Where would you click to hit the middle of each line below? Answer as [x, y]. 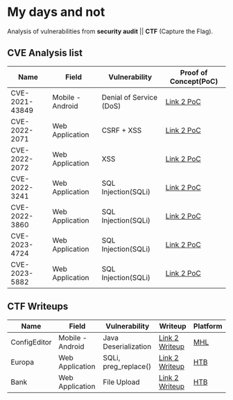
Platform [208, 326]
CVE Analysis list [45, 53]
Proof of [194, 72]
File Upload [121, 382]
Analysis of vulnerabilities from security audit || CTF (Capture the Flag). [110, 31]
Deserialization [127, 346]
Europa [23, 362]
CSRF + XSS [122, 130]
